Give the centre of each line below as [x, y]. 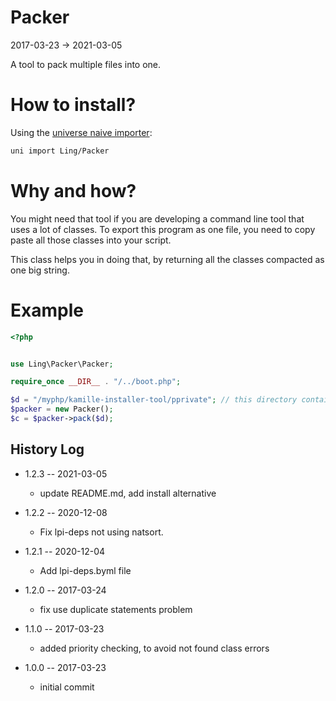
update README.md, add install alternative [128, 493]
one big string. [40, 270]
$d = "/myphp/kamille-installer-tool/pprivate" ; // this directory [154, 400]
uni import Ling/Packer [60, 151]
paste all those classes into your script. [91, 240]
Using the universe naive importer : [81, 132]
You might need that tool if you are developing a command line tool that [157, 218]
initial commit [67, 687]
